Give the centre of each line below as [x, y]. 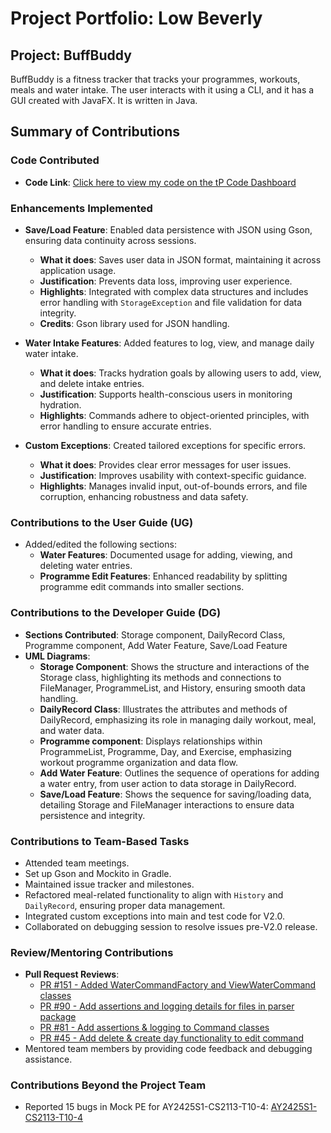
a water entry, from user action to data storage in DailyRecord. [168, 783]
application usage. [78, 270]
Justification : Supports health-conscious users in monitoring [166, 394]
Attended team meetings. [77, 863]
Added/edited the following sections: [100, 544]
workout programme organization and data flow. [138, 762]
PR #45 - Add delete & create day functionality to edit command [172, 1038]
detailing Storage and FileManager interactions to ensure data [167, 804]
